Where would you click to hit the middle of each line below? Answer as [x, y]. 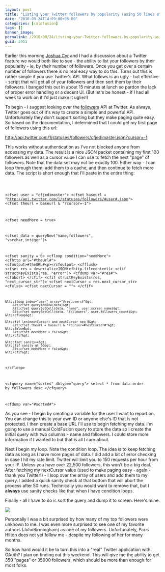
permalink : [16, 37]
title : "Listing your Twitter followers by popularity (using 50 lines [80, 14]
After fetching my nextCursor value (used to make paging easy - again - [78, 470]
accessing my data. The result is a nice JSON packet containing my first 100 [82, 152]
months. [14, 540]
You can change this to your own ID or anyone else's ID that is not [72, 419]
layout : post [18, 10]
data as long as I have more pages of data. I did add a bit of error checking [81, 455]
